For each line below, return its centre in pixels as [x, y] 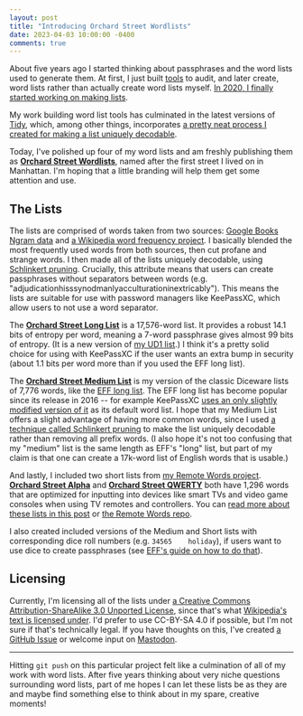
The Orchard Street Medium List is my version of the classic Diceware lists [149, 382]
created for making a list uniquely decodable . [93, 134]
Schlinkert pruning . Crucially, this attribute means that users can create [142, 269]
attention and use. [43, 181]
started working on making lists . [69, 98]
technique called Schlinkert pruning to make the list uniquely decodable [142, 429]
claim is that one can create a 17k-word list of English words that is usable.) [149, 458]
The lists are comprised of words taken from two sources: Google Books [144, 231]
